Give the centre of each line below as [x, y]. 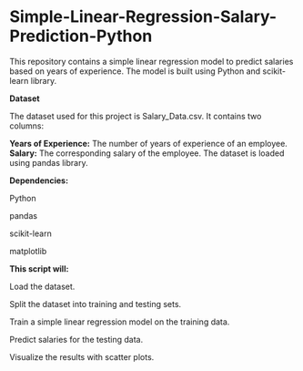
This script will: [39, 268]
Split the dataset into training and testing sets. [96, 304]
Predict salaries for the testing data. [76, 339]
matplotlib [28, 251]
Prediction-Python [81, 36]
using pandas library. [49, 162]
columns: [27, 126]
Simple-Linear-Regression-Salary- [143, 17]
